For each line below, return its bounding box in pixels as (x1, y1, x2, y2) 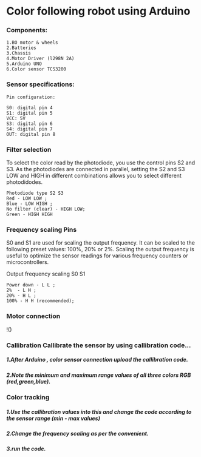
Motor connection (6, 312, 61, 320)
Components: (6, 26, 48, 35)
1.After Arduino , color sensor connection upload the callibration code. (6, 356, 188, 364)
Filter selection (6, 145, 52, 154)
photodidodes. (6, 178, 43, 186)
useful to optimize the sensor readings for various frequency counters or (6, 252, 188, 259)
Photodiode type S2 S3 (6, 190, 64, 197)
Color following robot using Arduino (6, 4, 191, 18)
